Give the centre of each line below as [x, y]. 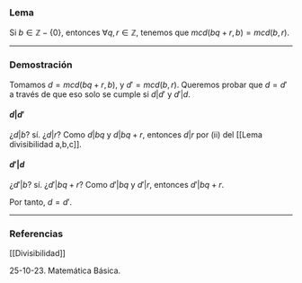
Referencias [36, 234]
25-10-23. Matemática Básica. [65, 270]
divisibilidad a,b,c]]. [46, 144]
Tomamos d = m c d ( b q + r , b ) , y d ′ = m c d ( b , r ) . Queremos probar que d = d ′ [148, 84]
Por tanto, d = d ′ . [41, 202]
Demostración [41, 65]
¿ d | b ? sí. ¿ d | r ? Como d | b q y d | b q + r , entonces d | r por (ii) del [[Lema [136, 134]
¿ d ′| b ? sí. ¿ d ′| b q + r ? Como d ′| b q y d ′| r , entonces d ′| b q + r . [117, 185]
